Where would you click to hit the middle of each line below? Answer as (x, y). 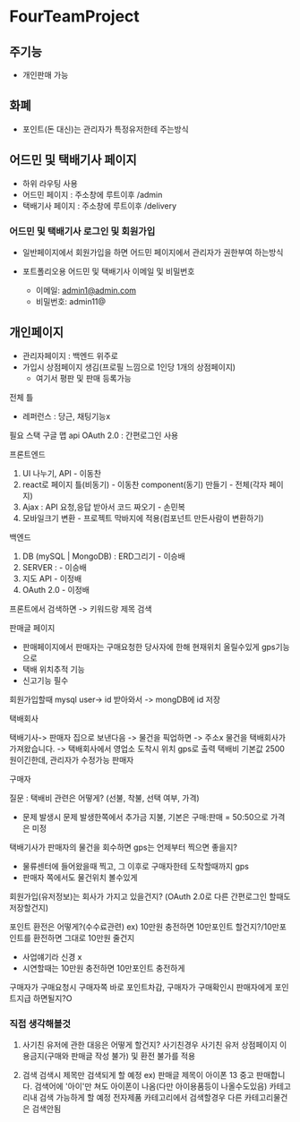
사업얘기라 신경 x (52, 956)
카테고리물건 (266, 1098)
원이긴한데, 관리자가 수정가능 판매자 (72, 759)
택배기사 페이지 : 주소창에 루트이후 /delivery (99, 206)
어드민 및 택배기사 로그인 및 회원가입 (82, 231)
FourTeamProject (75, 17)
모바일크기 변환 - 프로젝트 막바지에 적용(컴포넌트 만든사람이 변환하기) (143, 518)
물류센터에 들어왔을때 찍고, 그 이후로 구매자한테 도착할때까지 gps (135, 866)
